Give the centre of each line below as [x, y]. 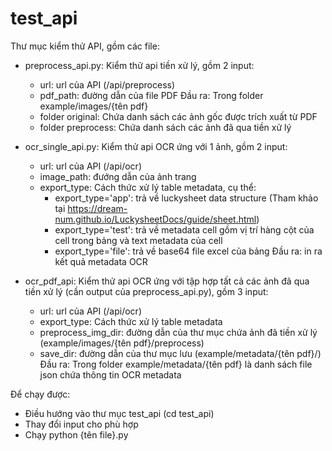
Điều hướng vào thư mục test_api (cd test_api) [119, 413]
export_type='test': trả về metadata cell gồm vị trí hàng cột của [184, 229]
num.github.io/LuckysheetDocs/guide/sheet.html [155, 219]
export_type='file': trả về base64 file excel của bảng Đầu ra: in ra [188, 251]
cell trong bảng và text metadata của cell [138, 240]
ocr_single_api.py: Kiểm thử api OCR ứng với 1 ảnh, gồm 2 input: [156, 146]
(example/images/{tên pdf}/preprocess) [122, 343]
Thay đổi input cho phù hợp [81, 424]
